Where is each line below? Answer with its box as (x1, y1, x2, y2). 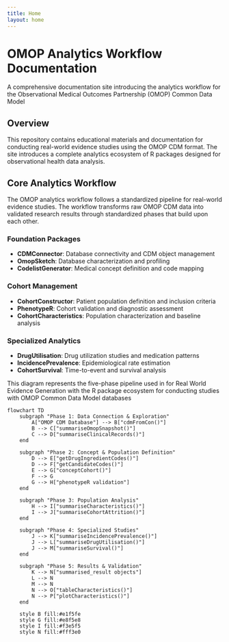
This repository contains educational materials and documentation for (7, 136, 204, 144)
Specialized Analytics (7, 336, 81, 346)
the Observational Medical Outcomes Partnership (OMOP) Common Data (7, 90, 213, 99)
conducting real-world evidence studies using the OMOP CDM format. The (7, 143, 217, 151)
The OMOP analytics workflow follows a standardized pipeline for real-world (7, 196, 222, 204)
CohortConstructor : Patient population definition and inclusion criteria (16, 297, 217, 305)
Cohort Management (7, 281, 78, 291)
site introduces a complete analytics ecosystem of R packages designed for (7, 150, 221, 158)
